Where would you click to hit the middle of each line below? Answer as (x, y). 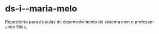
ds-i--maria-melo (41, 9)
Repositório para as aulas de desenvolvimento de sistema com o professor (79, 22)
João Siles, (16, 26)
